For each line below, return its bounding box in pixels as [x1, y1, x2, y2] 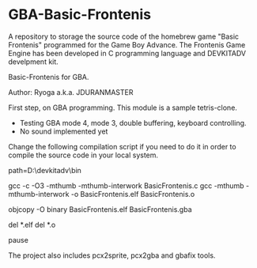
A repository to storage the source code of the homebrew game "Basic [8, 32, 240, 41]
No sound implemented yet [19, 126, 108, 136]
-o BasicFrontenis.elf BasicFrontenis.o [70, 189, 195, 198]
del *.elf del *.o [8, 220, 56, 229]
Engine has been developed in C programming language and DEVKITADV [8, 48, 247, 58]
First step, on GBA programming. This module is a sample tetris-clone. [8, 103, 237, 112]
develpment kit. [8, 57, 59, 66]
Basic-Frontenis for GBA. [8, 72, 89, 81]
